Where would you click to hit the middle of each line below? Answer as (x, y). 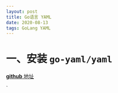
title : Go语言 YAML (29, 17)
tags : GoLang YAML (28, 28)
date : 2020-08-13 (27, 22)
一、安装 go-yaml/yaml (59, 59)
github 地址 (20, 77)
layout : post (22, 11)
